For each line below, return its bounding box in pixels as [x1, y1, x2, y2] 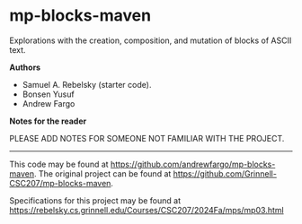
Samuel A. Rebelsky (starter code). [22, 79, 152, 90]
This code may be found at [9, 159, 110, 169]
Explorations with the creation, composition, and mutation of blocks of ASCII [9, 35, 292, 46]
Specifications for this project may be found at [9, 194, 182, 206]
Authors [9, 62, 41, 73]
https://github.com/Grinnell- [173, 168, 277, 179]
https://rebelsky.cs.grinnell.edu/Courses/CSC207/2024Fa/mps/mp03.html [9, 204, 285, 215]
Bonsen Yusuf [22, 89, 75, 99]
